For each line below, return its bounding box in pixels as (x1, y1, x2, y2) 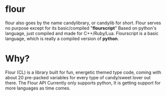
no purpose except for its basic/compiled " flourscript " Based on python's (5, 25, 157, 31)
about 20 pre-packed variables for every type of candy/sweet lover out (5, 74, 151, 80)
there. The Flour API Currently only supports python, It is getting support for (5, 80, 161, 86)
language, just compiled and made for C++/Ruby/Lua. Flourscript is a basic (5, 30, 159, 36)
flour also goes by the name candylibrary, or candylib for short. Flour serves (5, 20, 162, 26)
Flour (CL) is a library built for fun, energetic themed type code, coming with (5, 69, 162, 75)
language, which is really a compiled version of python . (5, 36, 119, 42)
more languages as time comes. (5, 85, 71, 91)
